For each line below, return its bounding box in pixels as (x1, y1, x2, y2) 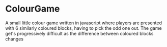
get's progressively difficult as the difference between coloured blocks (5, 30, 154, 36)
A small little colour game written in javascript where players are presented (5, 20, 162, 26)
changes (5, 36, 24, 42)
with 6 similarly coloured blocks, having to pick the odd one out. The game (5, 25, 162, 31)
